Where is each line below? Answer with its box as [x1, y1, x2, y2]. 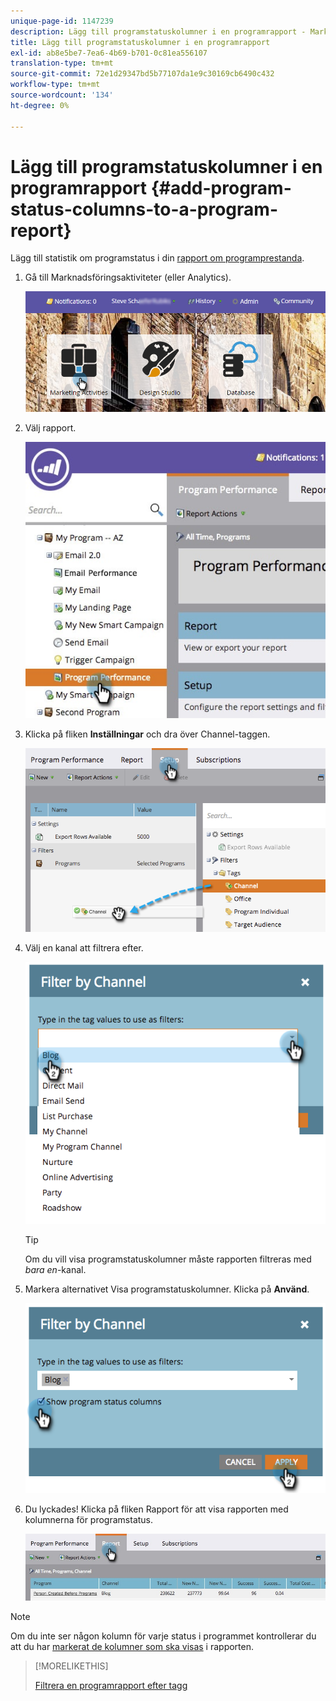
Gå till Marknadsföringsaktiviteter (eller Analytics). [24, 271, 232, 284]
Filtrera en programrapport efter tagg [34, 1679, 188, 1691]
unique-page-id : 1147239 [10, 16, 114, 26]
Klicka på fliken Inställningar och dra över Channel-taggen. [24, 728, 271, 740]
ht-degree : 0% [10, 100, 70, 110]
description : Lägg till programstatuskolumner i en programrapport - [10, 26, 307, 37]
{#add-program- [150, 176, 292, 199]
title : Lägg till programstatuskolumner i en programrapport [10, 37, 271, 47]
